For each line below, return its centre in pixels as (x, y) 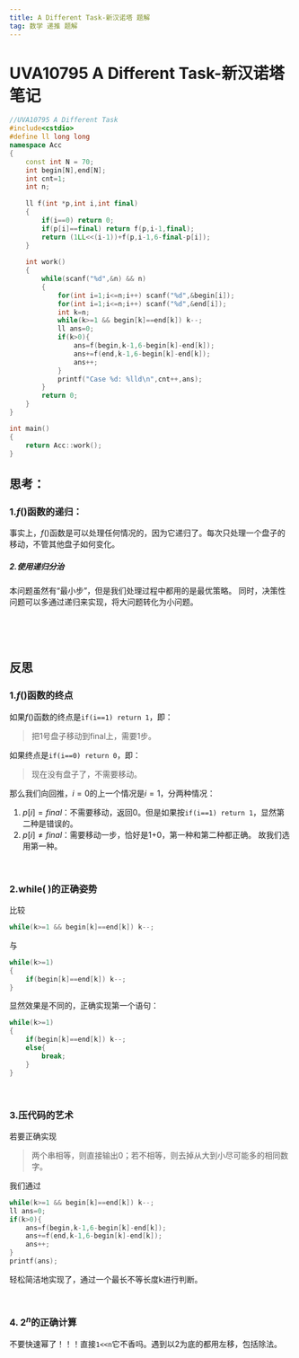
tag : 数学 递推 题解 (44, 26)
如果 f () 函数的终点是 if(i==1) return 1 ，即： (91, 717)
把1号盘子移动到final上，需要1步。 (94, 736)
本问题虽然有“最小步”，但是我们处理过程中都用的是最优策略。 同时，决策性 (148, 591)
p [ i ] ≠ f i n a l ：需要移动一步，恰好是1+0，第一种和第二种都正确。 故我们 (152, 834)
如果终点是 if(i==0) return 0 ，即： (75, 754)
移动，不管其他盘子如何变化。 (64, 544)
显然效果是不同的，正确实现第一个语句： (84, 1006)
